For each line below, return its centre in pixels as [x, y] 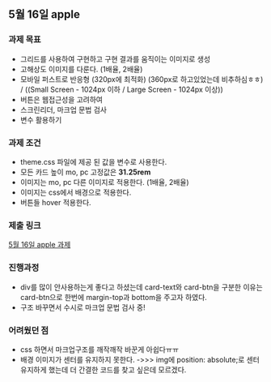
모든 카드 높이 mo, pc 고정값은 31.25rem [85, 172]
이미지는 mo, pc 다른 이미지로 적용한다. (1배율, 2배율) [104, 182]
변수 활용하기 [41, 119]
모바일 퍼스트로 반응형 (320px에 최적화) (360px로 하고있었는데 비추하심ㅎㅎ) [142, 79]
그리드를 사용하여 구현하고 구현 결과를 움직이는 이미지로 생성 [115, 58]
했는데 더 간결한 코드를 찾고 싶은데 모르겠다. [117, 369]
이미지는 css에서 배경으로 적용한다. [76, 192]
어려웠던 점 [29, 330]
